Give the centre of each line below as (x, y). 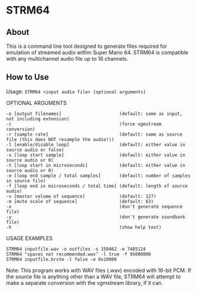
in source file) (26, 181)
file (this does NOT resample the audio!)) (60, 139)
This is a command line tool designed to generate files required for (87, 46)
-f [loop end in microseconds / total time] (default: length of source (97, 186)
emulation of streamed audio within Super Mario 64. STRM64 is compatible (97, 53)
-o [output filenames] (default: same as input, (94, 114)
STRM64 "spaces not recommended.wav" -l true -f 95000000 (79, 254)
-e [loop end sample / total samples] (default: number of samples (98, 175)
